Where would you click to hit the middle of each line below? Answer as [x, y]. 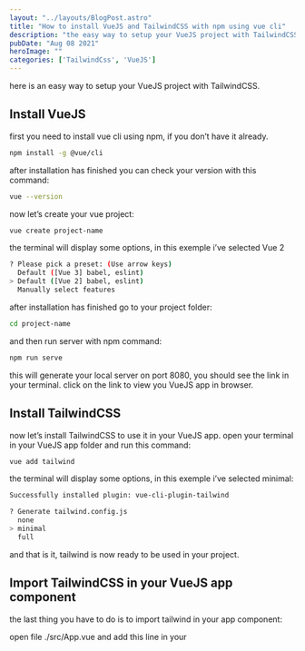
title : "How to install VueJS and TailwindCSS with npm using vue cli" [148, 26]
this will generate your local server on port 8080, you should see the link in [149, 375]
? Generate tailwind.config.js [69, 512]
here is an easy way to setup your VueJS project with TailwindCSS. [135, 86]
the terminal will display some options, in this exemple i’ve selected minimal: [152, 478]
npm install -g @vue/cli [56, 153]
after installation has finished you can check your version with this [133, 170]
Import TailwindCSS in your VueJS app [121, 583]
